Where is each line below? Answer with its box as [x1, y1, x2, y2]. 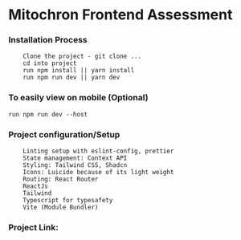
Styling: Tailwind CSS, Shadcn [22, 161, 128, 169]
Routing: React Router [22, 175, 99, 184]
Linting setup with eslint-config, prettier [22, 147, 174, 156]
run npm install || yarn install [22, 67, 135, 75]
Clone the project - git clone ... [22, 52, 142, 61]
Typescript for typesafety [22, 197, 113, 205]
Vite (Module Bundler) [22, 203, 99, 212]
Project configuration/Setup [8, 128, 120, 140]
